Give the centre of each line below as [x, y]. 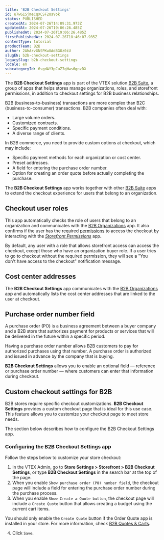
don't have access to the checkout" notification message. [63, 261]
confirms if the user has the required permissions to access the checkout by [82, 231]
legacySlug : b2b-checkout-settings [41, 60]
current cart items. [31, 509]
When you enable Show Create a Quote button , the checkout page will [83, 498]
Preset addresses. [30, 163]
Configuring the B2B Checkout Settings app [58, 447]
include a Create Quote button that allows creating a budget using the [82, 503]
